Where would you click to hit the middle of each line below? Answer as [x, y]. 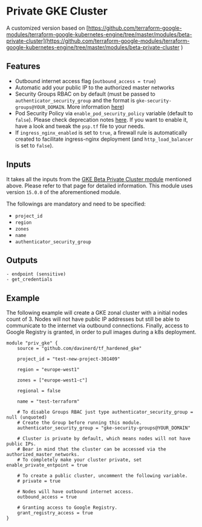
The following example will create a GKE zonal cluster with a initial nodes [97, 313]
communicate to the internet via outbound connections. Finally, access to [98, 326]
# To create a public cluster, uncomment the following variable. [103, 476]
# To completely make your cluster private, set [80, 460]
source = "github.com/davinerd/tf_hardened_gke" [80, 349]
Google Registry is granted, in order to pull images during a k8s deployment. [101, 332]
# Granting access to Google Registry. [67, 508]
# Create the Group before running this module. [80, 423]
